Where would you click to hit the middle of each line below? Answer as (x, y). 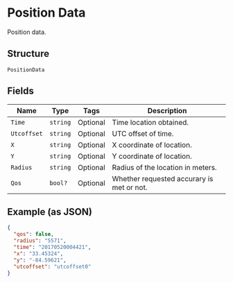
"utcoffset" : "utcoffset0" (52, 266)
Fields (21, 91)
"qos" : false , (34, 234)
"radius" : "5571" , (40, 241)
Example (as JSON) (50, 212)
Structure (28, 54)
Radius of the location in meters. (164, 167)
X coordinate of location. (152, 145)
